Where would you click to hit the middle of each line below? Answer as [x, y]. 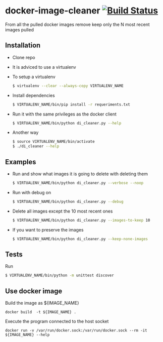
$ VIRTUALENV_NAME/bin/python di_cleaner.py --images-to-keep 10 [81, 220]
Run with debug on [31, 192]
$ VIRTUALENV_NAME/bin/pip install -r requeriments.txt [71, 105]
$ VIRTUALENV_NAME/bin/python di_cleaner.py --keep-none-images [80, 239]
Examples [21, 162]
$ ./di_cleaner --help [36, 146]
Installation [23, 46]
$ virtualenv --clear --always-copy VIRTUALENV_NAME [68, 86]
